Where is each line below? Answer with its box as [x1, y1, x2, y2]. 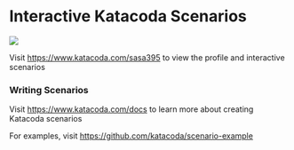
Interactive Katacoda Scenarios [9, 6, 247, 27]
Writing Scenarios [9, 83, 89, 96]
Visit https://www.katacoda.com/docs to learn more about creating [9, 104, 254, 114]
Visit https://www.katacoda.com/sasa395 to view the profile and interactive [9, 51, 286, 63]
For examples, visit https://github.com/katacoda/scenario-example [9, 130, 253, 141]
